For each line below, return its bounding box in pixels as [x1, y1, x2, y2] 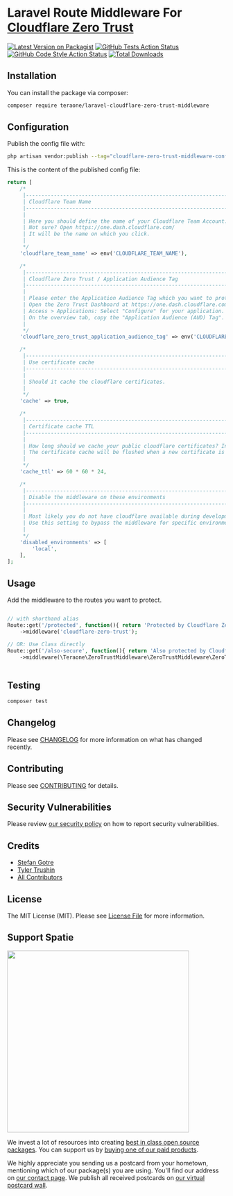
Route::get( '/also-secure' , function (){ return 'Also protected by [7, 647, 207, 654]
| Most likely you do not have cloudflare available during [22, 513, 200, 520]
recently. [7, 743, 33, 751]
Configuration [7, 121, 69, 133]
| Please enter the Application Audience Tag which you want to [22, 295, 213, 302]
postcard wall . [7, 1181, 48, 1189]
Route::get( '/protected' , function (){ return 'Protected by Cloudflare [7, 622, 218, 629]
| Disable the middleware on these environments [22, 494, 166, 500]
